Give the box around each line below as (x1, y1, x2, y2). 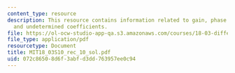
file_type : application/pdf (7, 36, 90, 43)
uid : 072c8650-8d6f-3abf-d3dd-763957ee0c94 (7, 56, 136, 63)
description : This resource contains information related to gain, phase (7, 17, 227, 24)
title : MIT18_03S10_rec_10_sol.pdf (7, 49, 111, 56)
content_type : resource (7, 10, 77, 17)
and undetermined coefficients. (13, 23, 108, 30)
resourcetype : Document (7, 42, 77, 49)
